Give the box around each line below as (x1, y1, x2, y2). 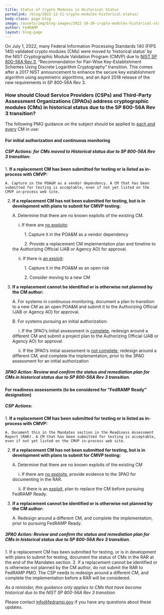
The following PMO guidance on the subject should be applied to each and (5, 121, 155, 127)
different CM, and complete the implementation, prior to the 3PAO (12, 352, 144, 359)
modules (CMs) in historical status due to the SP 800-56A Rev (5, 103, 156, 110)
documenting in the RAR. (12, 476, 62, 482)
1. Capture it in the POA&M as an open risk (24, 265, 109, 271)
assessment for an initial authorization (12, 358, 89, 364)
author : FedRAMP (5, 25, 38, 30)
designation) (5, 391, 32, 398)
